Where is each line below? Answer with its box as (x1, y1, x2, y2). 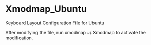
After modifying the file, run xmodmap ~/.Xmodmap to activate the (5, 29, 146, 35)
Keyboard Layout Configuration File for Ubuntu (5, 20, 104, 26)
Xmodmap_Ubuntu (5, 3, 87, 15)
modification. (5, 35, 33, 41)
